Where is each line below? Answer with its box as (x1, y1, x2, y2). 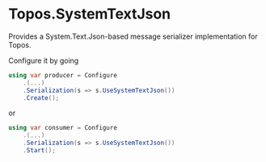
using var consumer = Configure (8, 124, 117, 132)
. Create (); (23, 93, 60, 102)
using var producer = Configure (8, 71, 117, 79)
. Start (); (23, 147, 57, 155)
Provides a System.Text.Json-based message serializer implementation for (8, 31, 258, 41)
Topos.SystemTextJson (8, 5, 171, 23)
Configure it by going (8, 56, 79, 65)
